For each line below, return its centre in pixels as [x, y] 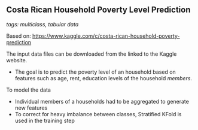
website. [17, 60]
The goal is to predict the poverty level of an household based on [95, 72]
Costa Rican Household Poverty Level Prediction [98, 10]
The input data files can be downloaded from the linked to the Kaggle [92, 54]
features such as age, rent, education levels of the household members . [103, 78]
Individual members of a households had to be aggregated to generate [102, 101]
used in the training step [45, 120]
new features [31, 108]
